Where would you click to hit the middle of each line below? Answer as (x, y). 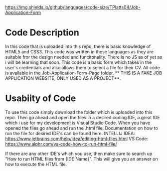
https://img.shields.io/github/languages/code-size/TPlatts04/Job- (73, 7)
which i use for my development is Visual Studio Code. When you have (78, 123)
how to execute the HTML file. (36, 164)
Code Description (42, 33)
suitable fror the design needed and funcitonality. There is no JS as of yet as (84, 57)
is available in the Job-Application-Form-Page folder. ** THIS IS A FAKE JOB (83, 73)
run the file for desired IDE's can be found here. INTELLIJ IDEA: (70, 133)
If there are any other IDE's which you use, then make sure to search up (79, 154)
